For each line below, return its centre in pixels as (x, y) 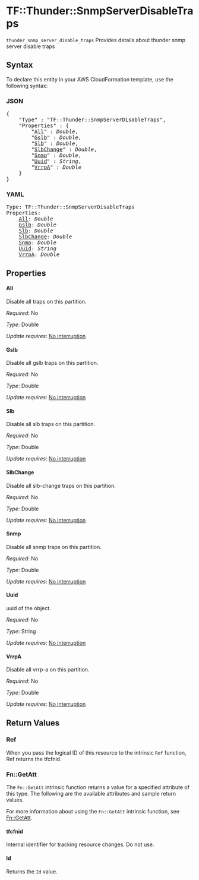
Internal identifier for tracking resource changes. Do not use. (80, 844)
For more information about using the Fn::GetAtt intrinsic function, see (93, 812)
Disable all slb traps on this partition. (51, 424)
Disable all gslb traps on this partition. (52, 363)
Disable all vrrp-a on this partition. (48, 670)
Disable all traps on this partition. (46, 301)
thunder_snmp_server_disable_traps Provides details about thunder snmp (96, 40)
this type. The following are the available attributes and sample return (91, 794)
